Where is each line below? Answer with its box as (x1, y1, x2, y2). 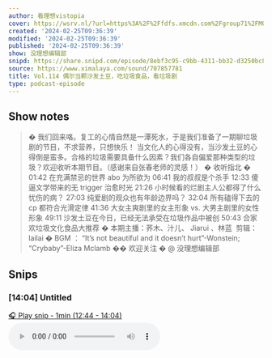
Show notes (8, 109, 70, 123)
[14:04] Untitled (8, 292, 72, 303)
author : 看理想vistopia (8, 11, 85, 20)
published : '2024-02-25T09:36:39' (8, 42, 125, 50)
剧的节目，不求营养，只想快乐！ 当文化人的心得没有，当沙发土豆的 (28, 143, 251, 152)
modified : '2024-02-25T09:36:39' (8, 34, 121, 43)
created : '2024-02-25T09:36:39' (8, 27, 117, 35)
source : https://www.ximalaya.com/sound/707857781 (8, 65, 183, 73)
